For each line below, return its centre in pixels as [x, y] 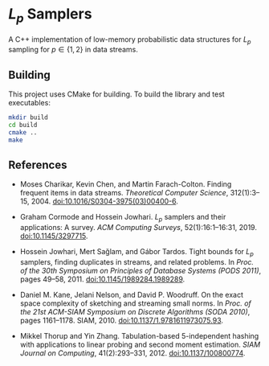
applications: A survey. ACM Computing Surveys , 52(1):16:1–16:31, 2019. [138, 228]
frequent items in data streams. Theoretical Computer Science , [124, 193]
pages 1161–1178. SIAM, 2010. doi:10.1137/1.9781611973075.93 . [121, 321]
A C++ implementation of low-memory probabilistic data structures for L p [130, 40]
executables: [29, 103]
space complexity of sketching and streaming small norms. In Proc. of [135, 303]
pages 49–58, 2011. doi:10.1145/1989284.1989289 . [102, 279]
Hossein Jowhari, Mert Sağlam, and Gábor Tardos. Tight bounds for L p [137, 253]
